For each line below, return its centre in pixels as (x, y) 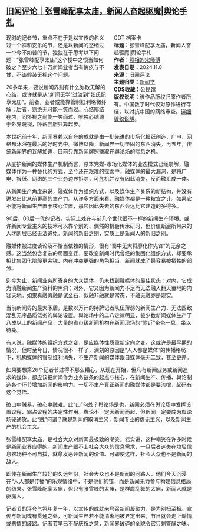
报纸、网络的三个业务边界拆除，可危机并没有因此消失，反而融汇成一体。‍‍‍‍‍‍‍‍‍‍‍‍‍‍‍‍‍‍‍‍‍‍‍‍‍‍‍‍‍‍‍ (104, 178)
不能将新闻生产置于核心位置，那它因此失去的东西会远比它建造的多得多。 (94, 205)
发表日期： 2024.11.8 (138, 67)
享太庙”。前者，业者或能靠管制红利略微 (54, 102)
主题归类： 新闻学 (135, 81)
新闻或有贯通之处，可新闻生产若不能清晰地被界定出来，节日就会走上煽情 (104, 515)
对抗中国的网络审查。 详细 (160, 111)
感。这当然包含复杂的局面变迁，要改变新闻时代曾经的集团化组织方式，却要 (96, 253)
